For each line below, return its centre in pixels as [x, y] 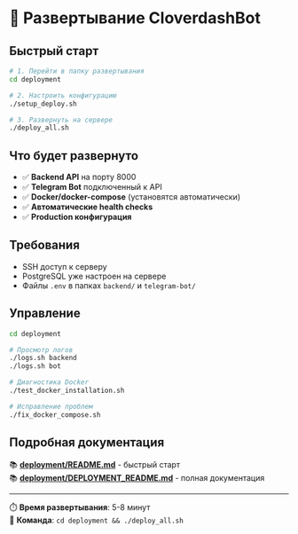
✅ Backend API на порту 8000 [79, 177]
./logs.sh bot [35, 366]
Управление [45, 314]
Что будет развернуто [74, 156]
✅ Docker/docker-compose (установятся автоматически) [131, 197]
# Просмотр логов [41, 349]
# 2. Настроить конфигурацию [63, 95]
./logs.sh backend [43, 358]
